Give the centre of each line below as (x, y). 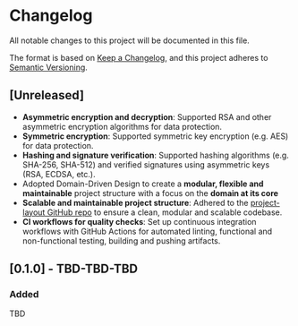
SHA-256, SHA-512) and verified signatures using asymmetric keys (146, 164)
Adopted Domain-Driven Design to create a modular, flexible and (143, 184)
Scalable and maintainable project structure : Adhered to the (135, 202)
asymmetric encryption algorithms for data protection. (122, 126)
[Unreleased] (47, 95)
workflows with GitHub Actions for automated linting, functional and (147, 231)
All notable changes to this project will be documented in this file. (130, 40)
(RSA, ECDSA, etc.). (59, 174)
